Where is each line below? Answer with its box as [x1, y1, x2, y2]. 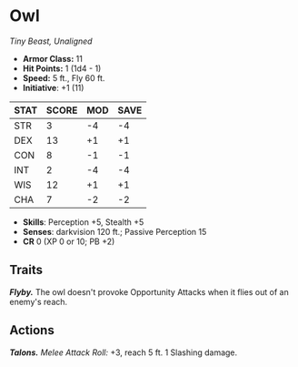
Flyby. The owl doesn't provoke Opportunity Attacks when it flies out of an [9, 286, 289, 297]
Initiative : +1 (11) [22, 82, 84, 93]
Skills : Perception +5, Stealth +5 [22, 216, 144, 228]
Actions [9, 322, 55, 338]
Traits [9, 262, 44, 278]
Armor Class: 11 [22, 53, 84, 64]
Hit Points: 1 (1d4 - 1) [22, 63, 102, 74]
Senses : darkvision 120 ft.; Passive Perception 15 [22, 226, 207, 237]
